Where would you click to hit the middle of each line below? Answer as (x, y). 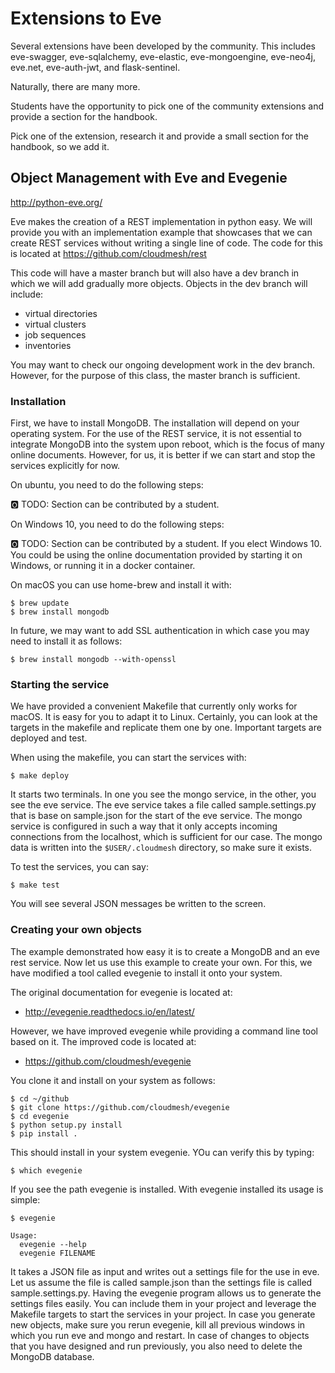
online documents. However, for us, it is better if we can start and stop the (163, 455)
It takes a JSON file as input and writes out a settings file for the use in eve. (165, 1271)
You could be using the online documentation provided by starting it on (156, 555)
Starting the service (60, 684)
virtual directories (61, 313)
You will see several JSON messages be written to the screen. (138, 904)
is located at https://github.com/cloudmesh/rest (108, 253)
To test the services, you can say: (79, 867)
